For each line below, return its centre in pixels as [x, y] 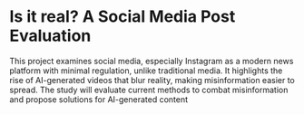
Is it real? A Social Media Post [123, 17]
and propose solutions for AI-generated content [99, 99]
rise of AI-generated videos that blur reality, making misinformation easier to [152, 80]
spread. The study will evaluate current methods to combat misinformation [149, 90]
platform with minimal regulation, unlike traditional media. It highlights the [146, 71]
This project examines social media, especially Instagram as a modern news [152, 61]
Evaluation [50, 36]
